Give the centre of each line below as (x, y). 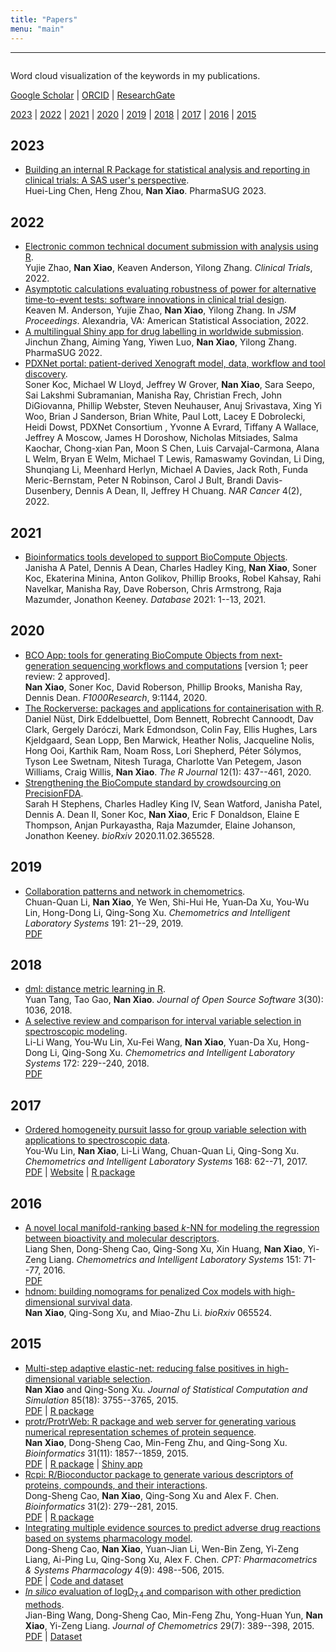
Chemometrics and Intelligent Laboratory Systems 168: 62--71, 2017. (166, 1162)
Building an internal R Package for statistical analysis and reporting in (167, 170)
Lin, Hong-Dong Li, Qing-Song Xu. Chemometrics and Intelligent (157, 912)
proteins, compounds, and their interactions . (116, 1485)
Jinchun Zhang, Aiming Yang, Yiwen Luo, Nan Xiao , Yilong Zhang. (160, 342)
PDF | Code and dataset (74, 1580)
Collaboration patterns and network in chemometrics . (135, 891)
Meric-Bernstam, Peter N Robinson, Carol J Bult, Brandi (139, 480)
